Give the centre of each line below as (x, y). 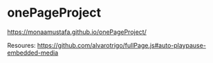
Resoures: (21, 45)
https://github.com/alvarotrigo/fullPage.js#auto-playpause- (121, 45)
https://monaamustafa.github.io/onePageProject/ (77, 32)
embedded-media (33, 53)
